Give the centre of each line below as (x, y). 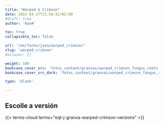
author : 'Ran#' (20, 23)
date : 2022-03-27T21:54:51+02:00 (39, 14)
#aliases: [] (18, 54)
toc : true (15, 32)
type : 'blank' (20, 81)
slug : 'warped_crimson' (29, 50)
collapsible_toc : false (29, 37)
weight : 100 (17, 63)
